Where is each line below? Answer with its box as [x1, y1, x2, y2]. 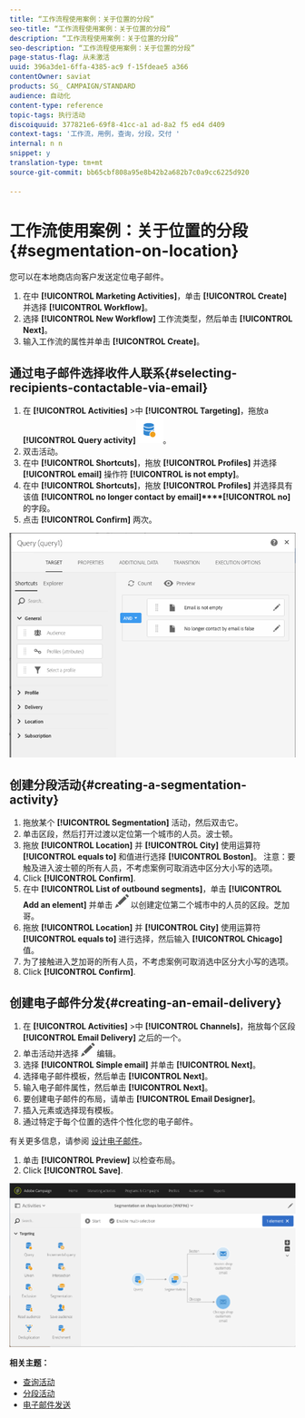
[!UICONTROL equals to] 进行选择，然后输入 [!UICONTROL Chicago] [22, 933, 283, 944]
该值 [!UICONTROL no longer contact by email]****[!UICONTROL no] [22, 491, 291, 503]
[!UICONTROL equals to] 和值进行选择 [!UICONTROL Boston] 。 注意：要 [22, 852, 296, 862]
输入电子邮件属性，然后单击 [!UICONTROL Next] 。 [22, 1082, 213, 1093]
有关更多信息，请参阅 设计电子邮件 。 [9, 1136, 147, 1147]
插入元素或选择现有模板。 [22, 1105, 119, 1116]
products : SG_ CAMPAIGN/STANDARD [9, 82, 136, 91]
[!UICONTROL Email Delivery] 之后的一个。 [22, 1032, 186, 1043]
